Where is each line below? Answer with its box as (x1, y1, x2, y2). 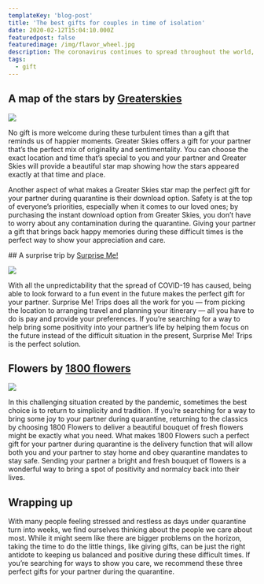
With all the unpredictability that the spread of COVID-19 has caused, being (8, 281, 251, 290)
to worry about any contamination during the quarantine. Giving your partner (8, 218, 256, 228)
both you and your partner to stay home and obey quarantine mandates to (8, 448, 248, 457)
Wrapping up (8, 496, 73, 509)
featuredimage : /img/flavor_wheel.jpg (8, 41, 135, 49)
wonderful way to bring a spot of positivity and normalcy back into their (8, 464, 240, 474)
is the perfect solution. (8, 339, 81, 348)
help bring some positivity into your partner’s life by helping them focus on (8, 322, 249, 332)
